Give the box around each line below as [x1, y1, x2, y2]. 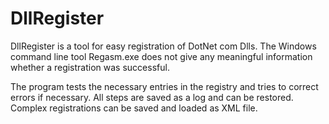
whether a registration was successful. [10, 61, 170, 73]
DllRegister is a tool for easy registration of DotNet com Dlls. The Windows [10, 40, 317, 52]
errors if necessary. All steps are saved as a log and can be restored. [10, 91, 294, 103]
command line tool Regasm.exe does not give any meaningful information [10, 50, 313, 62]
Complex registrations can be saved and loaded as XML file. [10, 102, 258, 114]
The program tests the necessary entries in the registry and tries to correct [10, 80, 319, 92]
